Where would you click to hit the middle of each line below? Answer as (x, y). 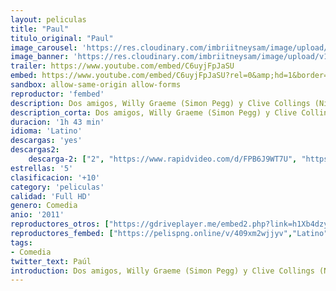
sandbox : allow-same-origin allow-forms (96, 85)
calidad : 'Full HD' (51, 196)
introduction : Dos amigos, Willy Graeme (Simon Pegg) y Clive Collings (162, 271)
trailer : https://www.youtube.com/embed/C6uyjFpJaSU (122, 66)
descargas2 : (35, 150)
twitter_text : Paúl (51, 261)
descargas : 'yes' (46, 141)
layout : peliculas (48, 19)
